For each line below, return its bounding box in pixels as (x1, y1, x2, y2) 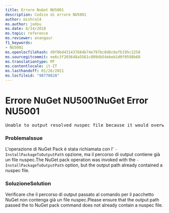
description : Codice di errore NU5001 (5, 12, 87, 17)
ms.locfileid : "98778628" (5, 73, 59, 78)
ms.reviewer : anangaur (5, 36, 53, 41)
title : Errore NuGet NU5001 (5, 7, 64, 13)
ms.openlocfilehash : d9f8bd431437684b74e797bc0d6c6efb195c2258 (5, 49, 141, 55)
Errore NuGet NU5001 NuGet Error (5, 95, 148, 107)
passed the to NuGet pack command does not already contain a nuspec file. (5, 202, 163, 208)
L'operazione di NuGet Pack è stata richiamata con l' (5, 146, 114, 152)
